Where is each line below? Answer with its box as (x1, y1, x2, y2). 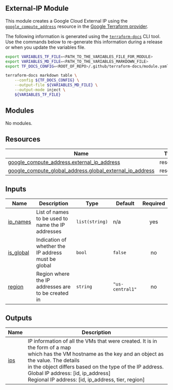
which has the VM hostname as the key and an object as (27, 350, 164, 358)
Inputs (5, 185, 27, 193)
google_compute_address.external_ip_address (8, 159, 120, 166)
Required (142, 200, 165, 207)
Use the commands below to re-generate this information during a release (5, 39, 163, 45)
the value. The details (27, 357, 80, 364)
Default (115, 200, 135, 207)
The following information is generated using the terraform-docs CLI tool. (5, 33, 161, 39)
